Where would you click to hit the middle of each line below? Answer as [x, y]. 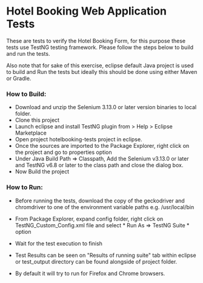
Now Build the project [42, 171]
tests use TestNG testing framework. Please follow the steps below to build [100, 47]
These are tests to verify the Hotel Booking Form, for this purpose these [96, 41]
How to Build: [26, 94]
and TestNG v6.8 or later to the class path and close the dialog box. [99, 165]
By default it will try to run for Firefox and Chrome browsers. [90, 273]
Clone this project [37, 120]
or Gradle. [19, 78]
